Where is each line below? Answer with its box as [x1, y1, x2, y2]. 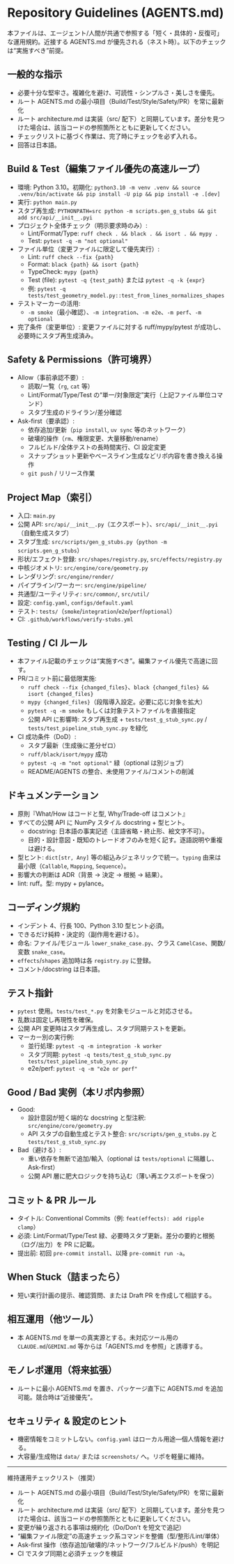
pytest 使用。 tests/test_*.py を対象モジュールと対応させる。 [17, 1007, 196, 1015]
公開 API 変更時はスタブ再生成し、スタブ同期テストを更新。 [17, 1024, 190, 1032]
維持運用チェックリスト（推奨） [7, 1473, 99, 1482]
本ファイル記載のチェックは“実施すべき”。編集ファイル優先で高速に [17, 657, 212, 665]
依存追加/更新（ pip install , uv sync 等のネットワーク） [27, 426, 189, 434]
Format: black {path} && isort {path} [27, 260, 139, 268]
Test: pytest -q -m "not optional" [27, 236, 128, 245]
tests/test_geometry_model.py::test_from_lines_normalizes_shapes [27, 292, 225, 299]
